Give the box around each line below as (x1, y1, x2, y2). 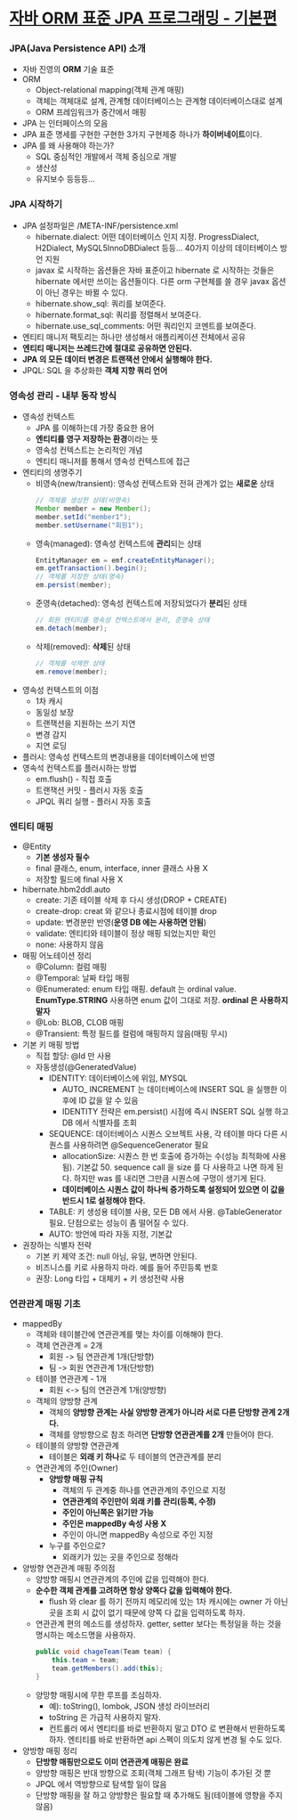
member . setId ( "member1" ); (35, 512, 132, 521)
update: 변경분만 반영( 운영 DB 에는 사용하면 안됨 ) (35, 917, 207, 927)
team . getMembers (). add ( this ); (52, 1663, 164, 1673)
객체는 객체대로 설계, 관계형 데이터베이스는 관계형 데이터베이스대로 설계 (35, 95, 283, 107)
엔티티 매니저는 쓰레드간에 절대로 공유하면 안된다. (21, 342, 193, 353)
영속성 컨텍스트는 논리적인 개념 (35, 445, 143, 455)
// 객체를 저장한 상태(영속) (35, 572, 125, 582)
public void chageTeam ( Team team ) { (35, 1647, 172, 1657)
